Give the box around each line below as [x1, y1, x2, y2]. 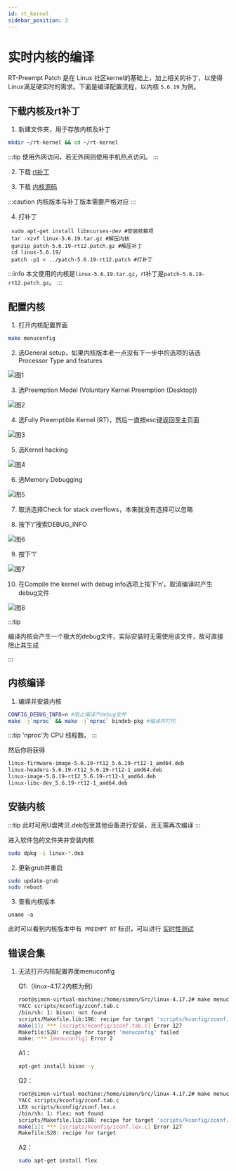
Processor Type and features [18, 356, 103, 365]
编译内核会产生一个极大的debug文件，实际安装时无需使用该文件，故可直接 [8, 632, 224, 640]
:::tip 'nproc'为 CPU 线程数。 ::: [8, 731, 98, 740]
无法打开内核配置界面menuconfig [18, 967, 115, 976]
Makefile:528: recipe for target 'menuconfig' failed [18, 1028, 179, 1036]
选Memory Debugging [18, 475, 83, 483]
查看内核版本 [18, 897, 55, 906]
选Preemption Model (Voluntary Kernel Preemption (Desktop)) [18, 386, 197, 394]
